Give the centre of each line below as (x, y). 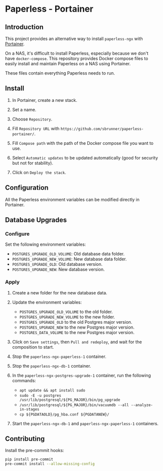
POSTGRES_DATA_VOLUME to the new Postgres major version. (77, 332)
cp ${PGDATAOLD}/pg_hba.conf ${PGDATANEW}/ (64, 414)
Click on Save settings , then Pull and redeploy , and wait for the (77, 342)
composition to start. (33, 347)
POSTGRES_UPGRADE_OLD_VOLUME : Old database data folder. (68, 254)
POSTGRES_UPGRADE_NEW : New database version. (58, 270)
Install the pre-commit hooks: (35, 451)
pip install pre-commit (29, 459)
